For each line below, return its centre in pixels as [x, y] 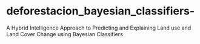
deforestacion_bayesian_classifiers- [101, 11]
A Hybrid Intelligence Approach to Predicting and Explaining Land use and [99, 28]
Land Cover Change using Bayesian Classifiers [65, 34]
